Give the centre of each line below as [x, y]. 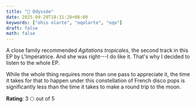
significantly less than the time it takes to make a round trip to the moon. [94, 87]
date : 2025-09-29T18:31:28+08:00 [47, 17]
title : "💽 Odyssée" [30, 12]
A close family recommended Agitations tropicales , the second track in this [97, 50]
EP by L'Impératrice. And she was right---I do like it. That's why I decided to [98, 57]
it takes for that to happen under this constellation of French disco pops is [96, 81]
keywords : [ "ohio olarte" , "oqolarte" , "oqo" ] [64, 22]
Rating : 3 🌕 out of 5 [30, 99]
